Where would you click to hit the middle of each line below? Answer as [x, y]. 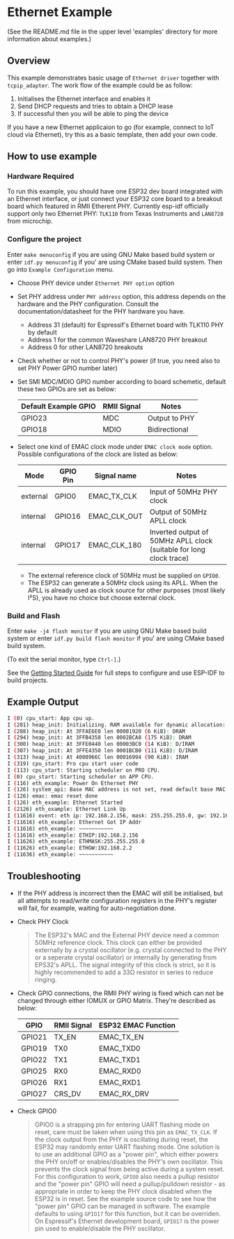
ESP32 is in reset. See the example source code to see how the [126, 1198]
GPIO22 [34, 1060]
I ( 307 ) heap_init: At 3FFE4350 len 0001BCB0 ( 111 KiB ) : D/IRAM [102, 751]
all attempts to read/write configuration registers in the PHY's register [117, 900]
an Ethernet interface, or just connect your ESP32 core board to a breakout [115, 199]
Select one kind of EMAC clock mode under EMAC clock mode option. [115, 446]
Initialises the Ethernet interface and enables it [84, 98]
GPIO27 [34, 1094]
